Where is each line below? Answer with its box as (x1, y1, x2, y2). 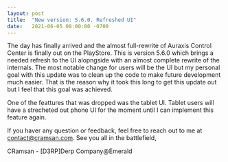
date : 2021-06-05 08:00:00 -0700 (7, 23, 109, 30)
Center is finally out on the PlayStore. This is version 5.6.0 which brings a (7, 49, 214, 57)
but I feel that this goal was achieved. (7, 85, 113, 93)
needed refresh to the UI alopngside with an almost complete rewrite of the (7, 56, 220, 65)
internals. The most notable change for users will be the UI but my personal (7, 63, 220, 72)
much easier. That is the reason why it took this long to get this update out (7, 78, 217, 86)
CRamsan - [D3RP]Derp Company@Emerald (7, 147, 133, 155)
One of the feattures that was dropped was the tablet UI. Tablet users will (7, 99, 214, 107)
